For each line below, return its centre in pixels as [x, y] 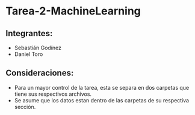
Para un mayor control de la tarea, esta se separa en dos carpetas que [102, 87]
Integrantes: [29, 33]
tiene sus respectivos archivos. [53, 94]
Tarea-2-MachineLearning [73, 11]
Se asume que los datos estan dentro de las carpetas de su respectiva [102, 100]
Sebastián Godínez [38, 48]
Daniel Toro [29, 54]
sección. [25, 107]
